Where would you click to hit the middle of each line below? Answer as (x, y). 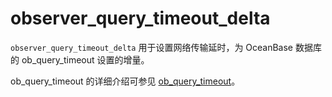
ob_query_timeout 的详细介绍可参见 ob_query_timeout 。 (125, 81)
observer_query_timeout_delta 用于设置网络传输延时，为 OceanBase (152, 47)
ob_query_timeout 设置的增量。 (85, 59)
